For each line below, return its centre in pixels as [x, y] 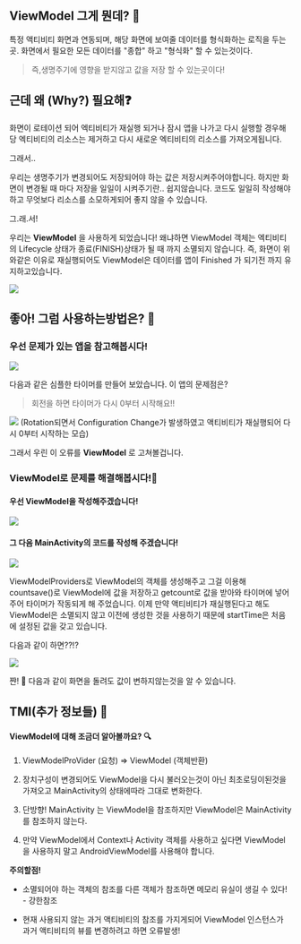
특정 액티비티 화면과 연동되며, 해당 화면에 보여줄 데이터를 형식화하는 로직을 [140, 39]
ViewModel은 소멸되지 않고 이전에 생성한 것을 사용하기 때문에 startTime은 [139, 614]
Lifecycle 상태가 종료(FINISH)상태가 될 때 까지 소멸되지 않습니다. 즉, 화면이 [150, 248]
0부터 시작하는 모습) [54, 433]
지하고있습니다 [35, 270]
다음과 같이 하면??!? [44, 645]
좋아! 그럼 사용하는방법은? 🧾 [82, 319]
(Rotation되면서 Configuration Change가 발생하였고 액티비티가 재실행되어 [151, 423]
